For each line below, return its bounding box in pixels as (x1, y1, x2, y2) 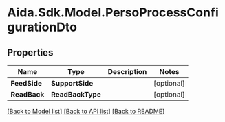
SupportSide (50, 79, 94, 88)
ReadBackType (50, 90, 101, 99)
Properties (7, 47, 54, 58)
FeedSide (10, 79, 43, 88)
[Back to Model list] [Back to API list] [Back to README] (7, 108, 165, 115)
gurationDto (7, 19, 78, 35)
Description (107, 67, 147, 76)
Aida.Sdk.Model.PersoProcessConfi (7, 5, 219, 21)
